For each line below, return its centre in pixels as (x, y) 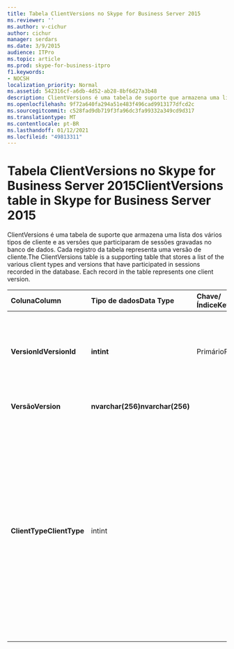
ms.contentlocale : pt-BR (43, 124)
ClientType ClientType (48, 531)
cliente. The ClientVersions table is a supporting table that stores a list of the (116, 257)
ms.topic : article (34, 59)
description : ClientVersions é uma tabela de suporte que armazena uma (113, 98)
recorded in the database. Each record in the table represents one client (110, 272)
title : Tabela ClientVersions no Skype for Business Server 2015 (104, 14)
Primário (210, 352)
